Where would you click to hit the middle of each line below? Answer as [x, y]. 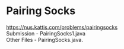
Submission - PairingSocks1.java [46, 33]
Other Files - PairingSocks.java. [44, 40]
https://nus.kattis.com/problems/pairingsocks [62, 27]
